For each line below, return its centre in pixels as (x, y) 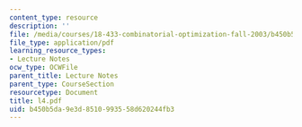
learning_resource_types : (58, 51)
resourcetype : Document (54, 92)
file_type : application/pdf (62, 42)
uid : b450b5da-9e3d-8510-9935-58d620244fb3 (92, 109)
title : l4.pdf (36, 101)
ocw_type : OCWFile (44, 68)
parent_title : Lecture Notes (64, 76)
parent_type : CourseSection (62, 84)
